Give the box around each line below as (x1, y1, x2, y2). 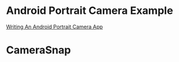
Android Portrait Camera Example (6, 4, 173, 17)
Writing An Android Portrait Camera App (6, 23, 103, 30)
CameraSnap (6, 43, 72, 57)
